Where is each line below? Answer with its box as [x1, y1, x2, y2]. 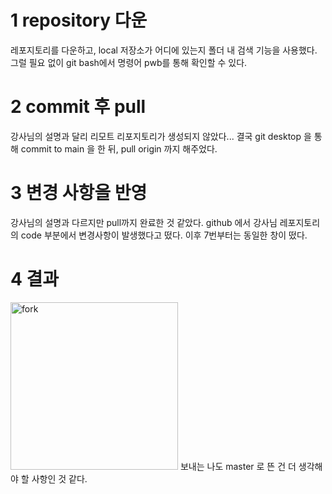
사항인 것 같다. [31, 472, 88, 485]
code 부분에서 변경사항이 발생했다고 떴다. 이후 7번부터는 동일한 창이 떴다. [20, 229, 308, 241]
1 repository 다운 [10, 9, 148, 32]
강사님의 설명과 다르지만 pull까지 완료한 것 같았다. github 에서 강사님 [10, 216, 278, 228]
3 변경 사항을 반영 [10, 182, 148, 205]
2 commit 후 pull [10, 96, 147, 118]
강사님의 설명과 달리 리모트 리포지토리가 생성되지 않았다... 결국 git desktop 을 [10, 130, 312, 142]
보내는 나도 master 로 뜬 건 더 [179, 460, 297, 472]
